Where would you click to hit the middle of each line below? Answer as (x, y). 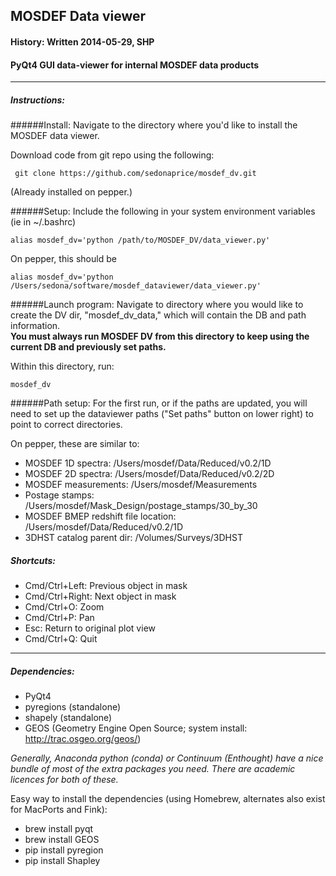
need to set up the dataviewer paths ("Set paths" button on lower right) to (162, 414)
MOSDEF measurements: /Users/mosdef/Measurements (141, 485)
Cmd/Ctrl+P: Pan (59, 618)
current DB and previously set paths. (88, 347)
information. (35, 326)
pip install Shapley (62, 861)
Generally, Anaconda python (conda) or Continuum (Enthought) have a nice (167, 758)
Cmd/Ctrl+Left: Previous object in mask (106, 586)
